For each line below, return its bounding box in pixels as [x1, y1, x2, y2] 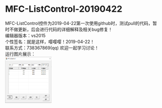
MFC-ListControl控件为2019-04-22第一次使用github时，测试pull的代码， [5, 20, 153, 26]
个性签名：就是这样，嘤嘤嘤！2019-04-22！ [5, 38, 95, 45]
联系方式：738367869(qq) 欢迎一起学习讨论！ [5, 45, 99, 51]
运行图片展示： [5, 51, 36, 57]
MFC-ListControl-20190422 [5, 3, 122, 15]
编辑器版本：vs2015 [5, 32, 46, 38]
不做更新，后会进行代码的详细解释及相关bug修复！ [9, 26, 113, 32]
